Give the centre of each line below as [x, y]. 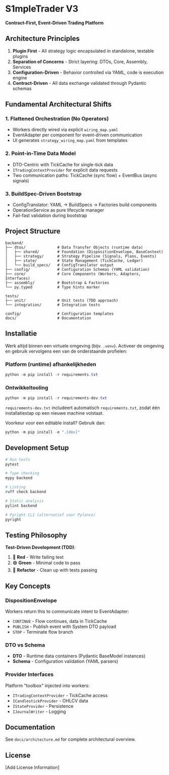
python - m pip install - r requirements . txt [52, 374]
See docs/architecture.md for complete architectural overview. [71, 739]
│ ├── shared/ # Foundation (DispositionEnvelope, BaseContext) [84, 252]
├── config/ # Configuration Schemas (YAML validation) [78, 269]
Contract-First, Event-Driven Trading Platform [54, 23]
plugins [20, 56]
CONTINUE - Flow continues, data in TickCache [60, 621]
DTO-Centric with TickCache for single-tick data [63, 164]
